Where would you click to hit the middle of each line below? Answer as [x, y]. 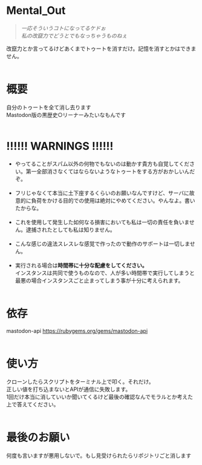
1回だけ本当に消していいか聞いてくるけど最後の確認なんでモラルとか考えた [100, 396]
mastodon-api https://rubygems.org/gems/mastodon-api [77, 330]
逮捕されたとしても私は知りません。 [71, 229]
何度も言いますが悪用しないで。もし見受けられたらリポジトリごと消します [99, 455]
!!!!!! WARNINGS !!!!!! [60, 146]
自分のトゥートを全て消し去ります [49, 107]
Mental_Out [36, 11]
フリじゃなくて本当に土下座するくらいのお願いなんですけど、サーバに [102, 193]
